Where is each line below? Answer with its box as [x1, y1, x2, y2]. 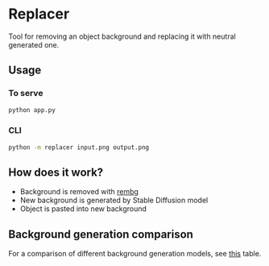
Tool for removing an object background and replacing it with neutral [8, 31, 236, 41]
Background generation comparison [8, 227, 193, 241]
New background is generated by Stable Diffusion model [19, 195, 209, 206]
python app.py [8, 106, 56, 114]
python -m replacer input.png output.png [8, 143, 150, 152]
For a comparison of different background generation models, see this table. [8, 249, 262, 259]
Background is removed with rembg [19, 187, 139, 197]
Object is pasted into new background [19, 204, 147, 214]
